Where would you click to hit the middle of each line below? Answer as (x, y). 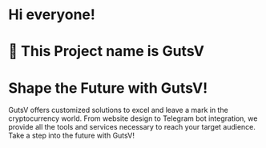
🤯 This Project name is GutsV (106, 52)
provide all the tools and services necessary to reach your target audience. (132, 127)
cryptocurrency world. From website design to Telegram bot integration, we (133, 118)
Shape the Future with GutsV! (108, 88)
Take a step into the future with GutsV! (71, 136)
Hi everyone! (52, 15)
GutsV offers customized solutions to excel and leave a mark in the (118, 110)
